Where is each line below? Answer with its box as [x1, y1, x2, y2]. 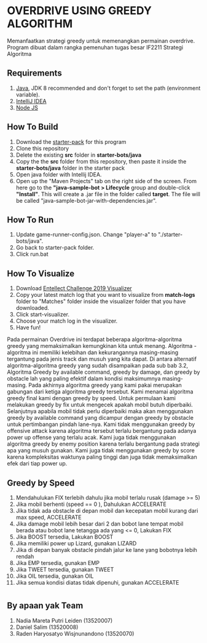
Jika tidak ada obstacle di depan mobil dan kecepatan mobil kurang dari [15, 507, 198, 514]
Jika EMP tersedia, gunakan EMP [15, 559, 100, 566]
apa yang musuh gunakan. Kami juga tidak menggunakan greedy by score [7, 447, 195, 454]
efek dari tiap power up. [7, 460, 68, 467]
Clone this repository [15, 144, 69, 152]
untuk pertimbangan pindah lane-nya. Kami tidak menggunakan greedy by [7, 420, 195, 428]
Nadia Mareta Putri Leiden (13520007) [15, 617, 113, 624]
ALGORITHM [7, 17, 73, 31]
